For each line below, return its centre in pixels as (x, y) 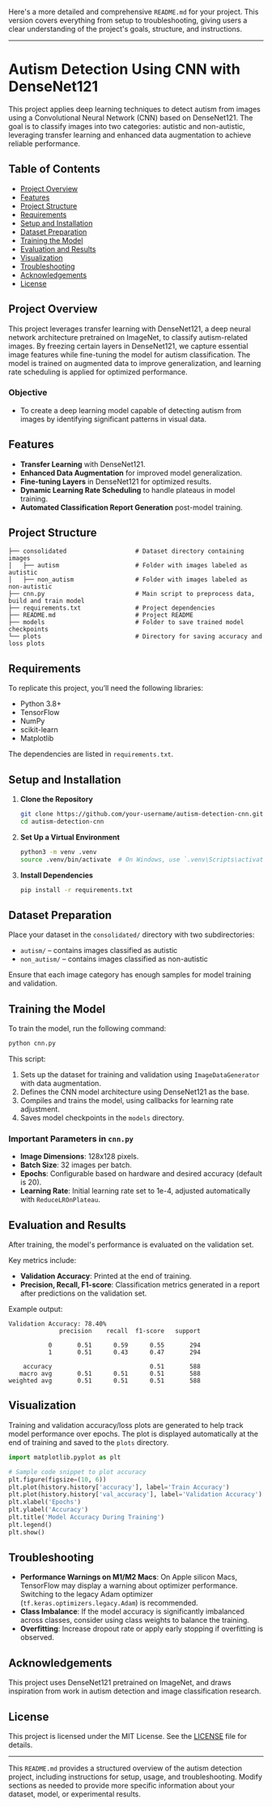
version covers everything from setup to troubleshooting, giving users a (128, 20)
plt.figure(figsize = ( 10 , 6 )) (57, 1479)
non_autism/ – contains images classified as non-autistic (114, 959)
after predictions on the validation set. (83, 1293)
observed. (37, 1637)
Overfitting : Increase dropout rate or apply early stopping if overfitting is (142, 1629)
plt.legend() (30, 1525)
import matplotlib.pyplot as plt (65, 1457)
